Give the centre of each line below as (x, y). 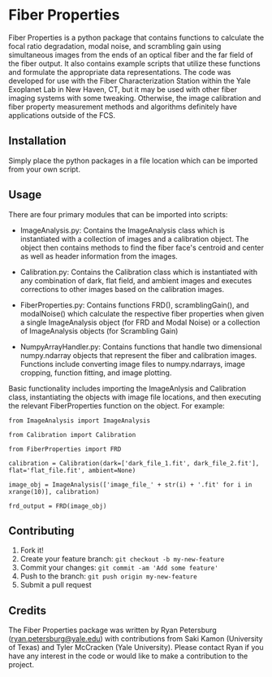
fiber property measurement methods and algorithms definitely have (123, 107)
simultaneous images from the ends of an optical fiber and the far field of (131, 55)
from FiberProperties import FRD (65, 449)
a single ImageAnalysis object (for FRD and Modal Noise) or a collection (140, 322)
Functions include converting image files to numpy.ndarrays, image (133, 364)
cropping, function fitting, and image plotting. (96, 373)
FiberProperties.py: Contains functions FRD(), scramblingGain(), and (134, 305)
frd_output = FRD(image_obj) (58, 506)
